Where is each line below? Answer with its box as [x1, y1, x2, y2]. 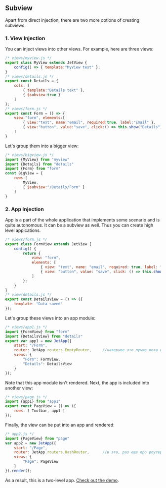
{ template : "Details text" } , [23, 88, 85, 93]
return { [23, 251, 41, 256]
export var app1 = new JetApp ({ [5, 338, 72, 343]
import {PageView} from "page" [5, 436, 70, 441]
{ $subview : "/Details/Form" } [23, 184, 85, 190]
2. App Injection [5, 206, 44, 213]
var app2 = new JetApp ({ [5, 440, 56, 445]
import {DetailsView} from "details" [5, 334, 83, 339]
